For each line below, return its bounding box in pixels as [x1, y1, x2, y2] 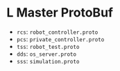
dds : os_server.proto [16, 50, 77, 58]
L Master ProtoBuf [6, 5, 114, 21]
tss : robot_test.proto [16, 42, 80, 50]
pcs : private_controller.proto [16, 34, 105, 43]
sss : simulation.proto [16, 57, 80, 65]
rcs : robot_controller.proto [16, 28, 98, 36]
